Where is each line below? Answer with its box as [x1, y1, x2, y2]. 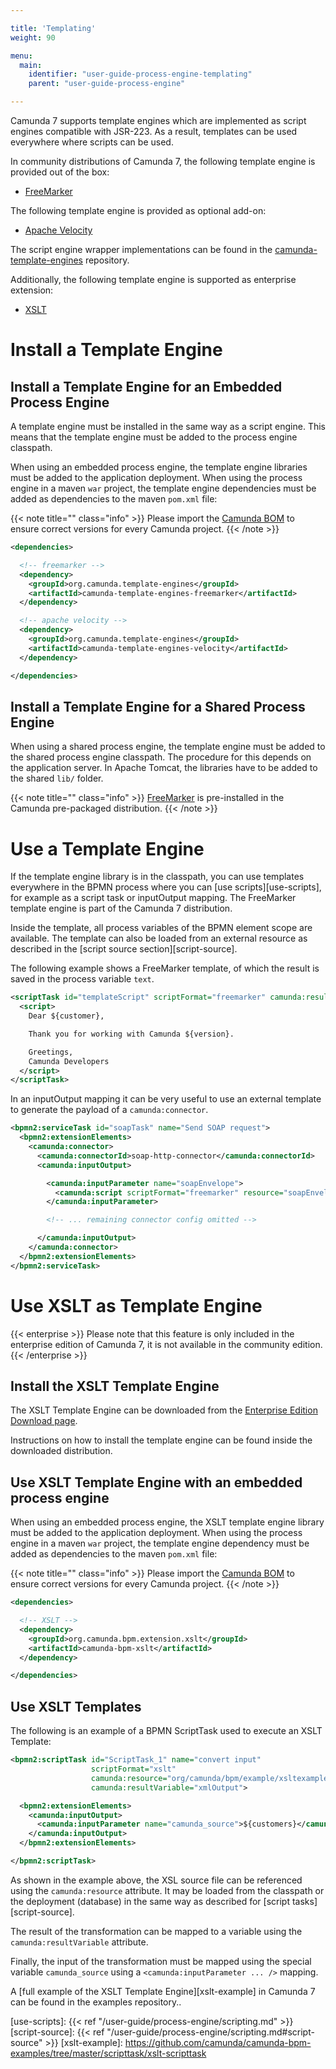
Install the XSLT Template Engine [10, 1377, 220, 1395]
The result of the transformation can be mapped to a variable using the [10, 1925, 303, 1937]
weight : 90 [10, 32, 56, 43]
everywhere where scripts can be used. [10, 136, 174, 148]
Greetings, [28, 1047, 74, 1057]
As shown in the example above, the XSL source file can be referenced [10, 1874, 303, 1886]
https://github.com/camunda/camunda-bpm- [124, 2036, 312, 2048]
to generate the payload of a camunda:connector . [10, 1104, 209, 1116]
